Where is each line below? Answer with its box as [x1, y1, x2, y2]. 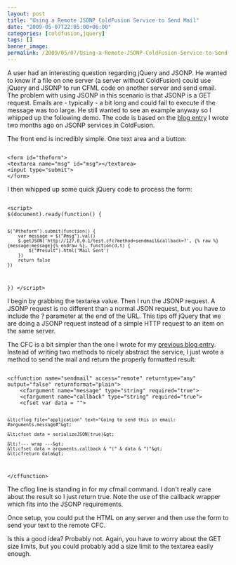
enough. [7, 550, 32, 558]
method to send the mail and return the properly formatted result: [7, 355, 197, 364]
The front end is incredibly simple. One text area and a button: [7, 134, 188, 142]
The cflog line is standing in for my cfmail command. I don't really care [7, 485, 211, 493]
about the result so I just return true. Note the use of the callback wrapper [7, 493, 221, 501]
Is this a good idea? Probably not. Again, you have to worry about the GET [7, 535, 221, 543]
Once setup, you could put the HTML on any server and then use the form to [7, 514, 229, 522]
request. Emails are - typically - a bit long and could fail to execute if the [7, 98, 216, 107]
